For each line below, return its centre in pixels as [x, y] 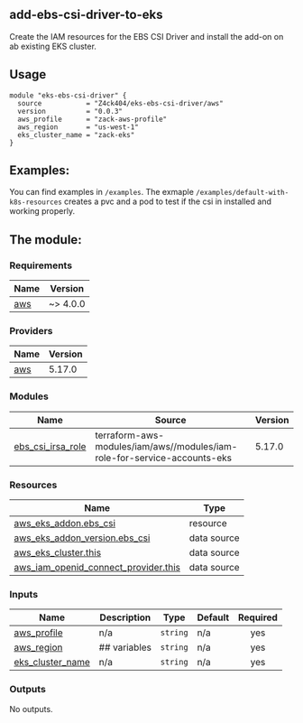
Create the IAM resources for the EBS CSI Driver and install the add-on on [147, 36]
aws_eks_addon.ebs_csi [64, 524]
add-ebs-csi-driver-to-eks [86, 15]
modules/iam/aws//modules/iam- [166, 446]
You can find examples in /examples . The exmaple [101, 192]
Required [257, 617]
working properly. [42, 211]
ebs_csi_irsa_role [50, 446]
